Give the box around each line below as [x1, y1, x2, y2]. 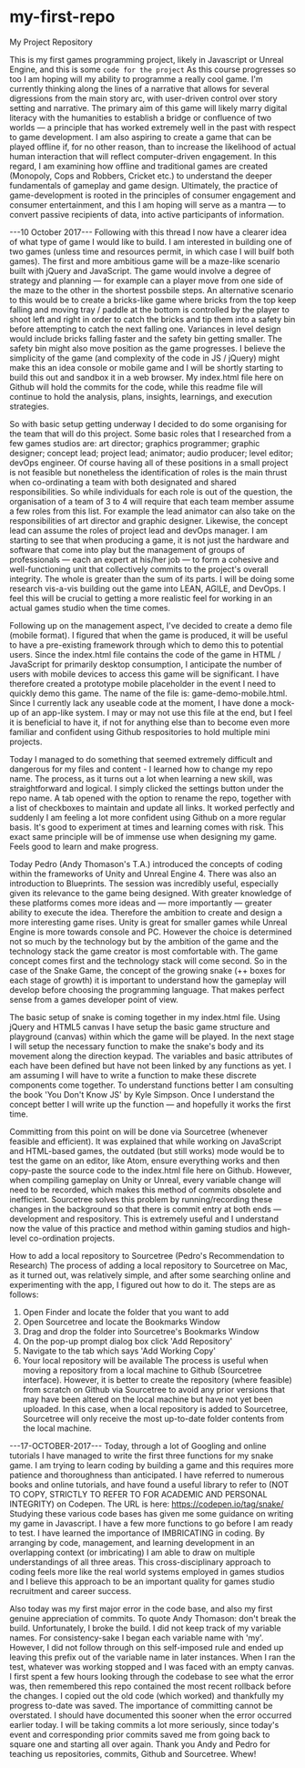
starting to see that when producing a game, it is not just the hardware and [9, 535, 290, 546]
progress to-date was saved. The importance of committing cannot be [9, 1700, 273, 1711]
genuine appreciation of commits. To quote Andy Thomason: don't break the [9, 1612, 297, 1623]
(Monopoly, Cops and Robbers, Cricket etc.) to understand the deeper [9, 170, 273, 181]
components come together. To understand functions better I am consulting [9, 1079, 294, 1090]
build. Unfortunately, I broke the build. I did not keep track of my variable [9, 1622, 281, 1633]
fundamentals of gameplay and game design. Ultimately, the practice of [9, 179, 279, 190]
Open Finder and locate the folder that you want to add [22, 1306, 229, 1317]
